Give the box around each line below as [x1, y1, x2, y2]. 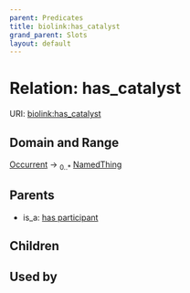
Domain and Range [9, 134, 120, 151]
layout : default [9, 38, 71, 48]
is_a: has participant [22, 212, 99, 223]
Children [9, 238, 59, 254]
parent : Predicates [9, 13, 84, 23]
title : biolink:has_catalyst [9, 22, 121, 31]
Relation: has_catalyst [9, 78, 182, 99]
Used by [9, 269, 58, 285]
